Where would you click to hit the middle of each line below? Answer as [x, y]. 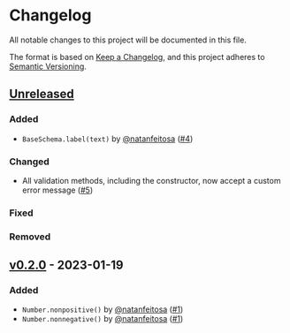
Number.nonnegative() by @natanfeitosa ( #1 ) [103, 319]
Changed [30, 162]
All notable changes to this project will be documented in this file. [128, 40]
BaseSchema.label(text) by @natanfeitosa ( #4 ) [107, 139]
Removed [30, 237]
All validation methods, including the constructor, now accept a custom [151, 180]
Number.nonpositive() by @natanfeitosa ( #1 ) [103, 309]
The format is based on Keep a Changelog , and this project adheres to [137, 57]
